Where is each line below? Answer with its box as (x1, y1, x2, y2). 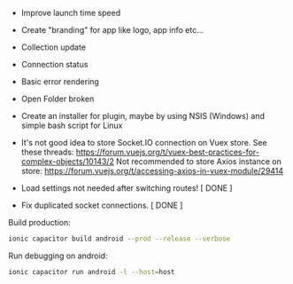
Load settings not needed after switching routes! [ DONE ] (20, 183, 233, 193)
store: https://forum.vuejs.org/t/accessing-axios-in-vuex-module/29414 (20, 166, 284, 176)
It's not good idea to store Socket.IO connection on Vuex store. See (20, 138, 267, 147)
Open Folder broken (20, 93, 95, 104)
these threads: (20, 146, 74, 157)
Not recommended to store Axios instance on (115, 156, 282, 167)
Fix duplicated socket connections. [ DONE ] (20, 200, 183, 210)
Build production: (8, 217, 72, 227)
